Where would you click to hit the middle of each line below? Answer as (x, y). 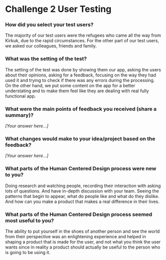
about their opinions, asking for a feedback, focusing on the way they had (81, 75)
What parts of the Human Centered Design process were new (81, 169)
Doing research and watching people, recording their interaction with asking (83, 186)
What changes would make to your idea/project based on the (80, 139)
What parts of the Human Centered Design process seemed (79, 214)
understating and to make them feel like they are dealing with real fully (77, 91)
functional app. (21, 96)
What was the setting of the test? (46, 59)
